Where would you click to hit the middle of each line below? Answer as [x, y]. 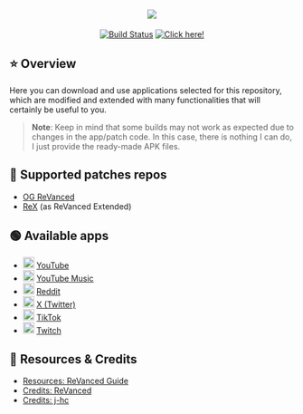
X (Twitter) [56, 304]
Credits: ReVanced [57, 390]
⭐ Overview [43, 64]
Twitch [48, 331]
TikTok [48, 318]
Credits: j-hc [46, 400]
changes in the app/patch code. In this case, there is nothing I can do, [161, 137]
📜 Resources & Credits [73, 359]
